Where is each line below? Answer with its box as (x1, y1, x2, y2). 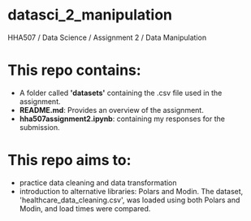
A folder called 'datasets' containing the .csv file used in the (19, 88, 223, 97)
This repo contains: (7, 61, 141, 80)
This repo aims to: (7, 151, 132, 170)
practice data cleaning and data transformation (19, 177, 177, 188)
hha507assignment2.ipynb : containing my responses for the (19, 114, 225, 123)
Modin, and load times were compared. (19, 203, 151, 213)
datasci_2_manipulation (7, 6, 172, 24)
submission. (19, 122, 60, 132)
